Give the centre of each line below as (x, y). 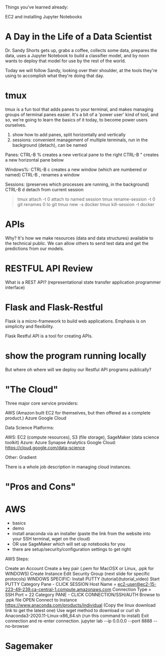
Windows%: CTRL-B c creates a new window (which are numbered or (76, 169)
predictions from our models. (35, 248)
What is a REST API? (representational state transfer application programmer (83, 282)
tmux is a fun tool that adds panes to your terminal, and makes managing (79, 109)
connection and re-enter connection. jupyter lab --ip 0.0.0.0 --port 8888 (79, 621)
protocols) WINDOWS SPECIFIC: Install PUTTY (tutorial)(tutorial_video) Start (82, 579)
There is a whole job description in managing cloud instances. (68, 467)
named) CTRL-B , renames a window (42, 174)
